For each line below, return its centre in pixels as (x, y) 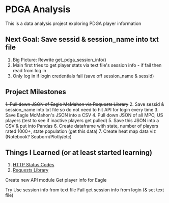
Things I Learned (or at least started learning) (79, 152)
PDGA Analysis (38, 9)
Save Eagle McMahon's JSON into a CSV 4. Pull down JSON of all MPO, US (84, 115)
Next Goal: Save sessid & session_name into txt (82, 39)
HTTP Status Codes (33, 165)
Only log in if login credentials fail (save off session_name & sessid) (83, 76)
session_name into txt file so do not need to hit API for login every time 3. (82, 109)
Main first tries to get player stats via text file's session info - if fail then (87, 65)
